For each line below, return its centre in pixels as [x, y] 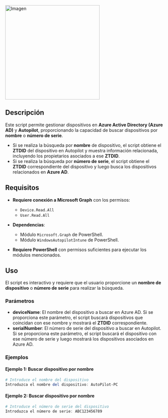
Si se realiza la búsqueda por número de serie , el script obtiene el [81, 161]
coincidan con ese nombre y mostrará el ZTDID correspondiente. [80, 323]
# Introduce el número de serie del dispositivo [57, 406]
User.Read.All [35, 215]
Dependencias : [29, 225]
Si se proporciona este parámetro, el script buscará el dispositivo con [85, 333]
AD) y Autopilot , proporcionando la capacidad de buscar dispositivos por [81, 130]
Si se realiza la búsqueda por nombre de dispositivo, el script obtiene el [87, 145]
